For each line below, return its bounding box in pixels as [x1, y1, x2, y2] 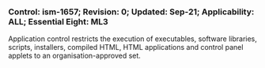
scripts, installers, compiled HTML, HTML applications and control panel [8, 43, 244, 52]
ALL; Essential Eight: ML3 [8, 16, 108, 27]
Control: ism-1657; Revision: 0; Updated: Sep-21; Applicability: [8, 6, 255, 17]
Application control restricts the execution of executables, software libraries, [8, 34, 257, 43]
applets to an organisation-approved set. [8, 51, 141, 61]
